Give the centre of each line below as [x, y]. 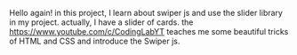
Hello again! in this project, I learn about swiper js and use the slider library [146, 13]
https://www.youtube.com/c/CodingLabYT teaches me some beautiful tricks [149, 31]
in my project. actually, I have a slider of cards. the [101, 22]
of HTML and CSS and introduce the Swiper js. [95, 41]
